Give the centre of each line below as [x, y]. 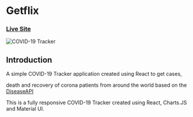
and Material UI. [25, 109]
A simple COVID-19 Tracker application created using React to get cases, [94, 74]
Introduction [29, 60]
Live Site [18, 29]
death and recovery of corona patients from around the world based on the [96, 85]
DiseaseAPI [20, 91]
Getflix [23, 11]
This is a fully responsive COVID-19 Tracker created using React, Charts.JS [96, 102]
